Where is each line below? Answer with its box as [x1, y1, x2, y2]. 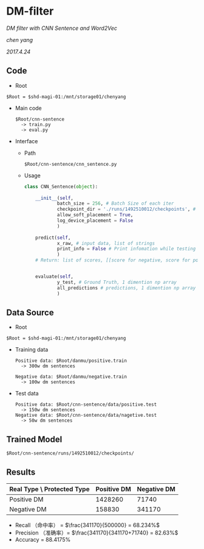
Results [6, 467, 36, 477]
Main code [15, 104, 42, 112]
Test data [15, 390, 39, 397]
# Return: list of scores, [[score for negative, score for [35, 257, 191, 263]
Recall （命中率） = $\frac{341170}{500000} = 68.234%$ [15, 521, 160, 528]
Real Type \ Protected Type [9, 484, 90, 493]
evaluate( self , [35, 274, 74, 280]
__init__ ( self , [35, 195, 74, 201]
